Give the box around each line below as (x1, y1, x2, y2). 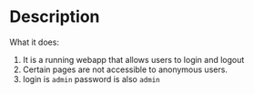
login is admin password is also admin (22, 73, 161, 84)
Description (9, 6, 100, 27)
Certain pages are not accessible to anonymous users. (22, 64, 228, 75)
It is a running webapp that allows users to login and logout (22, 54, 245, 65)
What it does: (9, 37, 59, 47)
